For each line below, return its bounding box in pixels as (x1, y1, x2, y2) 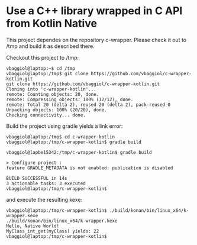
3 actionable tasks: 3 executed (6, 180, 86, 186)
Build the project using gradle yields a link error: (6, 122, 123, 130)
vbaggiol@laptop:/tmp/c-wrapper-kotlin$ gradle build (6, 139, 142, 145)
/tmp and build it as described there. (6, 43, 95, 50)
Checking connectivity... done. (6, 112, 86, 118)
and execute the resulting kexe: (6, 196, 83, 203)
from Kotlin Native (6, 17, 98, 30)
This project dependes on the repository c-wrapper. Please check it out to (6, 36, 187, 43)
